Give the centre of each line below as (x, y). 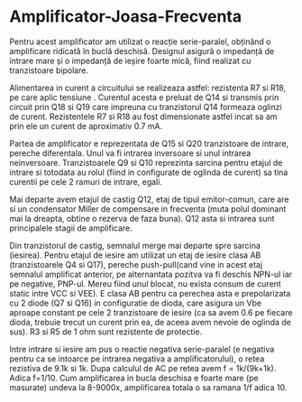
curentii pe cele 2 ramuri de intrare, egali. (86, 181)
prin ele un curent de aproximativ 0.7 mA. (86, 126)
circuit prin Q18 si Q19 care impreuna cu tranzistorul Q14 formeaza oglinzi (146, 106)
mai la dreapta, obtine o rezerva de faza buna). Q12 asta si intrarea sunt (142, 218)
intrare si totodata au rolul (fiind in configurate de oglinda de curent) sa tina (149, 172)
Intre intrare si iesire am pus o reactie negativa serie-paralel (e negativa (142, 349)
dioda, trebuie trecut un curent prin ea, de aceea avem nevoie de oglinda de (150, 322)
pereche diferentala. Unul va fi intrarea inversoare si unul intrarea (130, 153)
